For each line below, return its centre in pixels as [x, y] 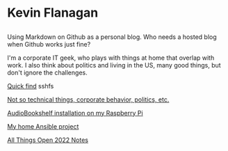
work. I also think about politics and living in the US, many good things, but [114, 65]
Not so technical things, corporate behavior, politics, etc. [88, 100]
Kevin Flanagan [53, 13]
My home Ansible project [43, 126]
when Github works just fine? [49, 44]
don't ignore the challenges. [48, 72]
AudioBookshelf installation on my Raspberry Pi [75, 113]
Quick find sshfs [31, 86]
